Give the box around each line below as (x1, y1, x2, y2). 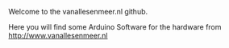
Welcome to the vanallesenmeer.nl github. (8, 7, 148, 16)
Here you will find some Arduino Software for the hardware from (8, 22, 222, 31)
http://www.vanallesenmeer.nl (8, 31, 108, 40)
